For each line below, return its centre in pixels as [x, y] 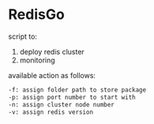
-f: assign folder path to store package [77, 90]
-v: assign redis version [51, 112]
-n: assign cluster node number [61, 104]
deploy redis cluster [52, 51]
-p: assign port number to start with [72, 97]
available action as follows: [52, 75]
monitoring [37, 60]
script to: [23, 36]
